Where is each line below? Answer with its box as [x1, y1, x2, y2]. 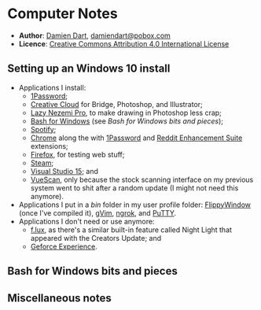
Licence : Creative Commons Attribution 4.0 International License [18, 39, 230, 48]
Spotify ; [30, 124, 57, 134]
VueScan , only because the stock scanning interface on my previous [30, 175, 254, 184]
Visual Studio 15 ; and [30, 166, 99, 175]
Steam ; [30, 158, 54, 168]
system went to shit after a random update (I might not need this [30, 183, 239, 193]
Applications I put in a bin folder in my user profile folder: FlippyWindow [18, 200, 252, 209]
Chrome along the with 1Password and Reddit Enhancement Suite [30, 133, 243, 142]
